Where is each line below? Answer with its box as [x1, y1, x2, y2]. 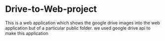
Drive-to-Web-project [5, 3, 97, 15]
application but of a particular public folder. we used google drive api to [5, 25, 151, 31]
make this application [5, 30, 48, 36]
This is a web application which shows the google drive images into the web [5, 20, 161, 26]
